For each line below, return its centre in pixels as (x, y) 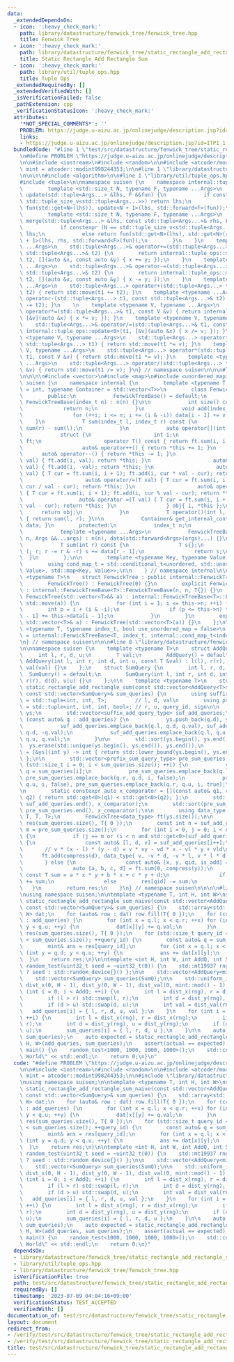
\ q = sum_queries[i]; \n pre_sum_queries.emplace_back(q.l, (126, 772)
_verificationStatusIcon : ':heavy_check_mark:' (84, 111)
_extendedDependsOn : (43, 20)
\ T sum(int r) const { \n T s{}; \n (112, 545)
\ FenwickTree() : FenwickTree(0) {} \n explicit (114, 583)
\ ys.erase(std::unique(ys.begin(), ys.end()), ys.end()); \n (112, 745)
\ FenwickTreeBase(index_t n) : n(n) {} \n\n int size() (119, 402)
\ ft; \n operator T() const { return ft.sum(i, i (123, 441)
